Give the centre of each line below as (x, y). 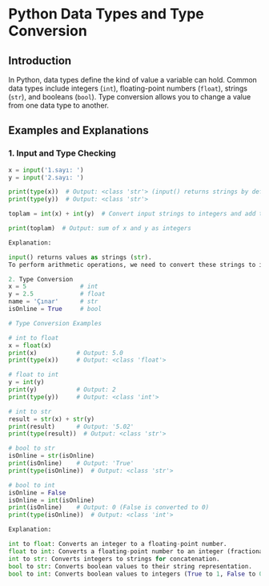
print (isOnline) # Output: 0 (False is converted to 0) (109, 507)
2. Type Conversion (41, 279)
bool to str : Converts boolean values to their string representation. (130, 566)
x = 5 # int (53, 287)
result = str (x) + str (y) (51, 419)
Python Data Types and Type (106, 14)
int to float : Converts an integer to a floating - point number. (118, 544)
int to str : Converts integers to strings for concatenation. (114, 559)
